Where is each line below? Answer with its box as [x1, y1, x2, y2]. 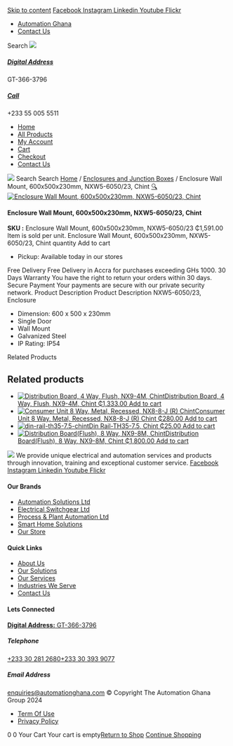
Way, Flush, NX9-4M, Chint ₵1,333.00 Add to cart [17, 399, 161, 408]
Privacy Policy [17, 717, 59, 725]
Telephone [7, 637, 39, 645]
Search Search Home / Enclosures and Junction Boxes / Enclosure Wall [15, 174, 222, 182]
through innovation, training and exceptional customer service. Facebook [7, 458, 219, 467]
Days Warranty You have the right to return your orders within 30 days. [7, 274, 213, 282]
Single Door [17, 317, 52, 326]
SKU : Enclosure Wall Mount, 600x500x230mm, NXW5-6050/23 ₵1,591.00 [7, 224, 223, 232]
